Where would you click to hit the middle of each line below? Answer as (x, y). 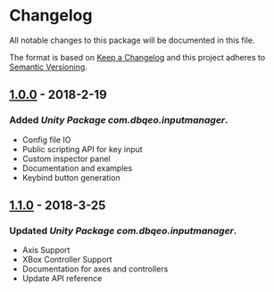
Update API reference (62, 279)
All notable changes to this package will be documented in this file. (132, 40)
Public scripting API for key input (82, 149)
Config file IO (46, 140)
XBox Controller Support (67, 260)
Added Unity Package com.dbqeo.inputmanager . (119, 120)
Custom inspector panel (66, 158)
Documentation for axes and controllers (95, 269)
